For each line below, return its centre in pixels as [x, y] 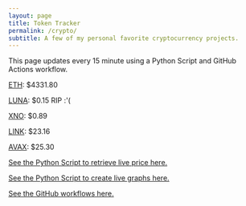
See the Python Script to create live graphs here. [89, 178]
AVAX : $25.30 [31, 147]
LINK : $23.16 [29, 131]
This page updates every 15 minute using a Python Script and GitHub [123, 61]
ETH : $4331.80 [33, 85]
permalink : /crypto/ [43, 30]
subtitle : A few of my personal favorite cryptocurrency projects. [124, 38]
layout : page [30, 16]
